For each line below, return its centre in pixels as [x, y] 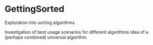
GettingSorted [35, 9]
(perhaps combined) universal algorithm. [46, 37]
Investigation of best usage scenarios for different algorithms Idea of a [76, 32]
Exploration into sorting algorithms [40, 22]
